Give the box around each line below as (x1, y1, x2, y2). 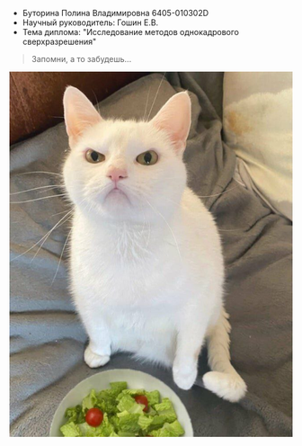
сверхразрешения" (22, 36, 97, 47)
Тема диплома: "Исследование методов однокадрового (22, 27, 240, 37)
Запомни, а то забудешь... (31, 54, 132, 64)
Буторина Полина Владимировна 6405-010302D (22, 8, 209, 18)
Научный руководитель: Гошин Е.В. (22, 17, 159, 28)
